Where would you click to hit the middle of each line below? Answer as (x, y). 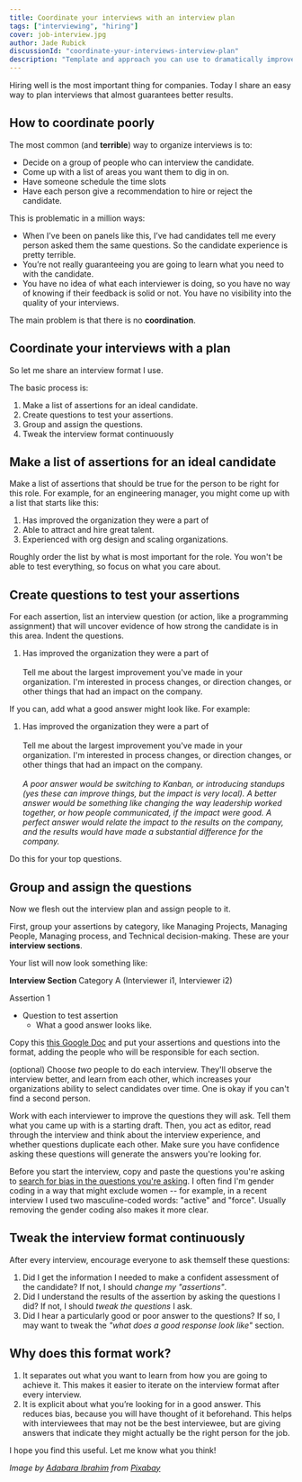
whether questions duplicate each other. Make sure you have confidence (145, 1145)
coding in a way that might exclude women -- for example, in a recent (138, 1191)
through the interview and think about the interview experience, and (135, 1135)
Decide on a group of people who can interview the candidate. (138, 162)
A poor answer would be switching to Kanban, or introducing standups (154, 784)
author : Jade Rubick (48, 43)
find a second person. (50, 1098)
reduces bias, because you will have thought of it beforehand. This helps (157, 1413)
